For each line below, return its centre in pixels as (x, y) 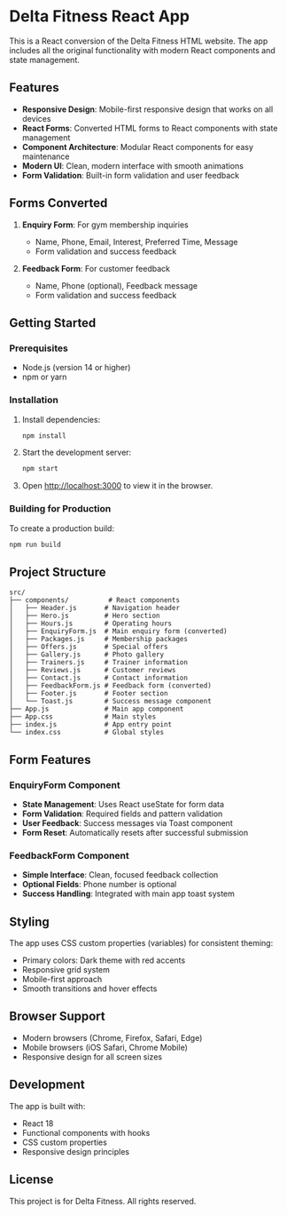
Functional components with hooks (86, 1132)
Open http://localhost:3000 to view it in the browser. (117, 486)
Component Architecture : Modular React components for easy (138, 147)
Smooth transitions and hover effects (89, 989)
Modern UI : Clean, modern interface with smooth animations (132, 165)
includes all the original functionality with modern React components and (143, 50)
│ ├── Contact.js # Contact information (99, 678)
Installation (34, 400)
